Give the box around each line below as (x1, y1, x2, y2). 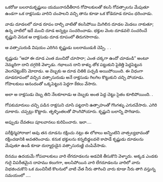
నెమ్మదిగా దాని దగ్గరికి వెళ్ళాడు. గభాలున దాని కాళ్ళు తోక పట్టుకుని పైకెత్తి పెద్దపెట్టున (5, 62, 142, 67)
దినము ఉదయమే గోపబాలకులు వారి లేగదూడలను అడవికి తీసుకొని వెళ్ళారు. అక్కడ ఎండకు (5, 153, 158, 159)
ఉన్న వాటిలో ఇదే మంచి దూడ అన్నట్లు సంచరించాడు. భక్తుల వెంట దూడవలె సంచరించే (5, 28, 147, 33)
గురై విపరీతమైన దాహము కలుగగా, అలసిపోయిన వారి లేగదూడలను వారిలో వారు (5, 160, 141, 165)
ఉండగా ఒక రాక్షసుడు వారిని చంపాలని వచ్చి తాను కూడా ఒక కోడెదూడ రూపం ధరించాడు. (5, 11, 153, 16)
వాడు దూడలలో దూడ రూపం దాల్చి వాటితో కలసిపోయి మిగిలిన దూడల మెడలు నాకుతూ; (5, 21, 154, 27)
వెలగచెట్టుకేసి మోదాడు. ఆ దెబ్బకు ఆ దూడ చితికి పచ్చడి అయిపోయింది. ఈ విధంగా (5, 68, 143, 73)
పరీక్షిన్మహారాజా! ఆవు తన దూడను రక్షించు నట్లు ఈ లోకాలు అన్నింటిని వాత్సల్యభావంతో (5, 130, 149, 135)
